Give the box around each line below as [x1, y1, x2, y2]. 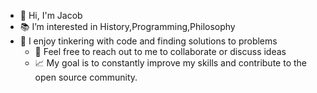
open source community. [34, 71, 138, 83]
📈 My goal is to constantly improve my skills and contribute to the [34, 57, 307, 69]
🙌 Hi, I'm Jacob [19, 10, 83, 21]
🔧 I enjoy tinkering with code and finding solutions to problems [19, 35, 278, 47]
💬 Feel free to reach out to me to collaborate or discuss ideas [34, 46, 287, 57]
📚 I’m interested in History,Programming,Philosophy [19, 21, 236, 32]
